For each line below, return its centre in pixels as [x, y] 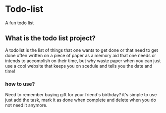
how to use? [20, 84]
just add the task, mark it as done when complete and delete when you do [81, 100]
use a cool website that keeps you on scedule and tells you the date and [79, 66]
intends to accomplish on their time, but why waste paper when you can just [83, 61]
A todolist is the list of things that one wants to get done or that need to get [82, 50]
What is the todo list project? [50, 38]
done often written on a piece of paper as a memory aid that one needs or [81, 55]
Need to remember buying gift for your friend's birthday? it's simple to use [81, 95]
